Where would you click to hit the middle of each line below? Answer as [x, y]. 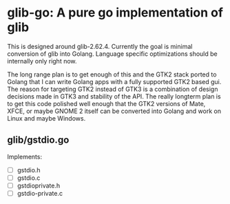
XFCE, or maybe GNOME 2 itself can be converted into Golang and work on [114, 111]
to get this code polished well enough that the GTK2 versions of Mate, [106, 103]
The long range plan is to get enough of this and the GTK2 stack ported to [112, 74]
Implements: [25, 156]
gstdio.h [29, 170]
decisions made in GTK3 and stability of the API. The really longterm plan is [114, 96]
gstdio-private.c [40, 193]
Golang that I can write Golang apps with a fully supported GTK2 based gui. [114, 81]
